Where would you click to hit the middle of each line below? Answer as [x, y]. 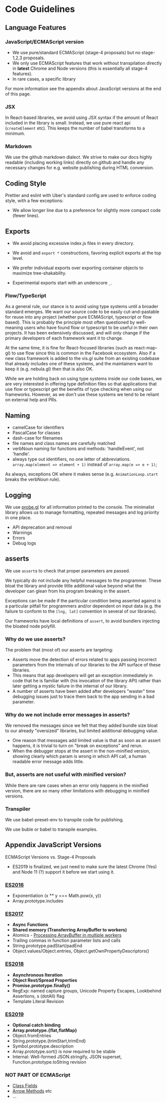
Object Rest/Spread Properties [45, 980]
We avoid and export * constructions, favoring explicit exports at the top [87, 253]
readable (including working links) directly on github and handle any [75, 162]
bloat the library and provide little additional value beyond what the [74, 585]
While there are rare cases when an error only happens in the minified [77, 785]
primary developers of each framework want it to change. [64, 338]
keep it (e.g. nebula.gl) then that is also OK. [49, 369]
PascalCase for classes [36, 433]
